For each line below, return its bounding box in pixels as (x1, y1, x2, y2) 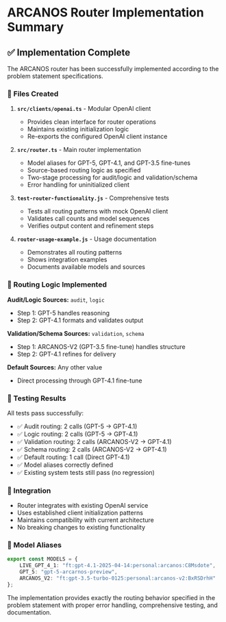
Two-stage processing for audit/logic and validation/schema (27, 173, 198, 182)
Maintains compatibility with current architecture (16, 516, 154, 524)
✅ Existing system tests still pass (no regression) (16, 468, 155, 476)
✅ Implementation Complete (7, 47, 131, 58)
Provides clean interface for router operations (27, 118, 156, 126)
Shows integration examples (27, 255, 108, 264)
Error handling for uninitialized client (27, 181, 130, 189)
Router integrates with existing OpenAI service (16, 502, 149, 510)
